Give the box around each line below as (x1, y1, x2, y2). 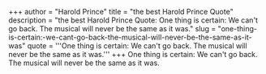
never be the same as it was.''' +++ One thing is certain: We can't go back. (8, 50, 258, 59)
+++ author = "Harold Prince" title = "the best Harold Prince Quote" (8, 7, 234, 16)
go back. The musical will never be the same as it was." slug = (8, 24, 217, 33)
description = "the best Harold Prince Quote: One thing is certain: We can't (8, 15, 258, 25)
